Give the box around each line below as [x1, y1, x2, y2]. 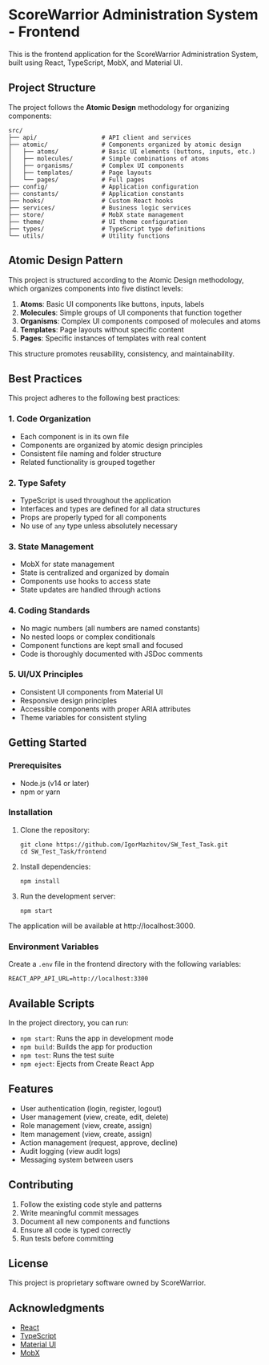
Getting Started [8, 736, 87, 750]
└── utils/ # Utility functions [8, 231, 171, 240]
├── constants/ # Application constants [8, 189, 184, 198]
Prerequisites [8, 760, 62, 772]
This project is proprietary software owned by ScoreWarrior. [8, 1278, 207, 1288]
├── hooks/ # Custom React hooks [8, 197, 174, 205]
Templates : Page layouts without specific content [19, 324, 184, 334]
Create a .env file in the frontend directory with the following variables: [8, 960, 242, 969]
